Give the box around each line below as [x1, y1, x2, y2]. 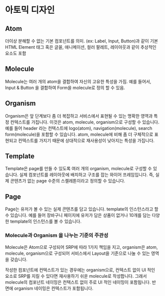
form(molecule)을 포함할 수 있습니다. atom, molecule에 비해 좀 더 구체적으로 [5, 131, 154, 137]
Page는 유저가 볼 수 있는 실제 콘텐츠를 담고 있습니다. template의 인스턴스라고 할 [5, 206, 159, 212]
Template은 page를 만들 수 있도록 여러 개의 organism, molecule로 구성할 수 [5, 166, 152, 172]
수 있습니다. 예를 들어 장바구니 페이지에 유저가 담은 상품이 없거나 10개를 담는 [5, 212, 151, 218]
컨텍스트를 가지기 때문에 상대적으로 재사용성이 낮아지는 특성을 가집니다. [18, 137, 155, 143]
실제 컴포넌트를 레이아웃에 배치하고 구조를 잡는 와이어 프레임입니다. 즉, [19, 172, 155, 178]
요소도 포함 [5, 50, 27, 56]
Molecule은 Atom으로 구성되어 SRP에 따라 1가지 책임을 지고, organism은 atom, [5, 244, 158, 250]
